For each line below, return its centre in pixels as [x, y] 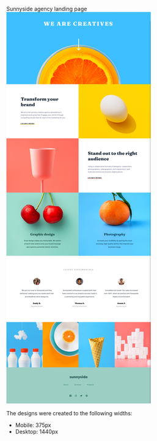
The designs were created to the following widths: [69, 413]
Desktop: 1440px [37, 432]
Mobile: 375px [33, 425]
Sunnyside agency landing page [47, 9]
